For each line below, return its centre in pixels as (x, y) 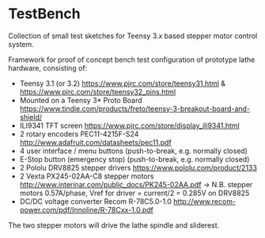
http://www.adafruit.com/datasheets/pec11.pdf (95, 142)
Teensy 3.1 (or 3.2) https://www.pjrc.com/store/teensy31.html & (123, 83)
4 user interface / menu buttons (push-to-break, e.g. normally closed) (133, 151)
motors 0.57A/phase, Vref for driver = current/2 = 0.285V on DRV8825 (134, 193)
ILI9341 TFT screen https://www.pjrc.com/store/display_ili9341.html (129, 125)
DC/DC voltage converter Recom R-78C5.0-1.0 (96, 201)
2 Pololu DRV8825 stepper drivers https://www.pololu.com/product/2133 (138, 167)
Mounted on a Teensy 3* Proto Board (81, 100)
